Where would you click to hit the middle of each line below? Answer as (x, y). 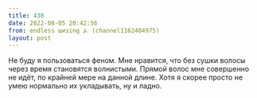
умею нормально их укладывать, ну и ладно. (85, 86)
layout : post (30, 38)
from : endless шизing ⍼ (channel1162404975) (84, 30)
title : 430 (26, 16)
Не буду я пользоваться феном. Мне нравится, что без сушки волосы (127, 61)
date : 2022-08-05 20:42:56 (53, 23)
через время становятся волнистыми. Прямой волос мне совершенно (128, 69)
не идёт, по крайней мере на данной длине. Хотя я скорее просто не (126, 77)
